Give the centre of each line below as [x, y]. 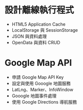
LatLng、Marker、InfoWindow [42, 89]
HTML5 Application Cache [39, 24]
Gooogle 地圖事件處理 [34, 96]
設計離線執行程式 [40, 10]
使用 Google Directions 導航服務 [44, 102]
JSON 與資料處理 [29, 36]
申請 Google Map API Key [38, 77]
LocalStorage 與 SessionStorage [45, 30]
